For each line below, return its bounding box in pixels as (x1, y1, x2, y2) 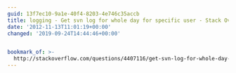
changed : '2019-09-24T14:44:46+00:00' (7, 29, 121, 37)
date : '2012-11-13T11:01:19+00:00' (7, 23, 112, 30)
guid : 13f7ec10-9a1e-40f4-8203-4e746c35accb (7, 10, 140, 18)
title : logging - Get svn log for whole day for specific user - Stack (7, 17, 221, 24)
